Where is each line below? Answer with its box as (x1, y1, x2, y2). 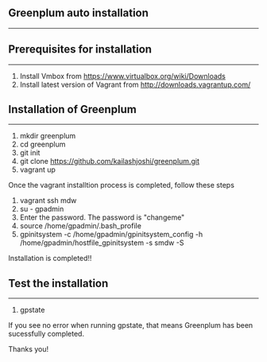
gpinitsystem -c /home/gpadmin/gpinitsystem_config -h (19, 230, 203, 239)
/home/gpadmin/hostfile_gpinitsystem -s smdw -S (19, 238, 184, 247)
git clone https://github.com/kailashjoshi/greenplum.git (19, 157, 200, 166)
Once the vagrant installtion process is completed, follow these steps (8, 181, 234, 190)
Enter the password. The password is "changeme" (19, 212, 185, 222)
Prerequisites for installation (8, 43, 153, 56)
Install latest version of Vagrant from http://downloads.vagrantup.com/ (19, 80, 251, 89)
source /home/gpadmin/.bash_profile (19, 221, 141, 231)
